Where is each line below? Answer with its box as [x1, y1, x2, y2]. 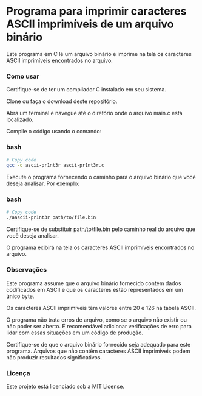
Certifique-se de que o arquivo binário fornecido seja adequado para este [6, 341, 191, 348]
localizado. [6, 116, 34, 123]
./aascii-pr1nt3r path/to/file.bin [6, 214, 96, 221]
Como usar [6, 72, 39, 80]
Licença [6, 369, 30, 377]
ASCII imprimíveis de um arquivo [6, 17, 174, 31]
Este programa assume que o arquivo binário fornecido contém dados [6, 279, 181, 287]
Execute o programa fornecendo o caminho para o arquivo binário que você [6, 174, 196, 181]
